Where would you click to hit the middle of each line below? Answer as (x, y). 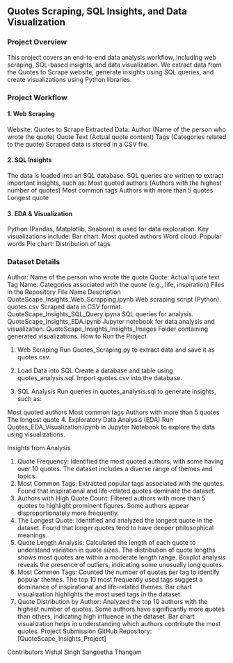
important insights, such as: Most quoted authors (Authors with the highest (115, 183)
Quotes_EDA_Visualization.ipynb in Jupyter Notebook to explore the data (111, 427)
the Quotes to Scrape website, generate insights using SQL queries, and (111, 72)
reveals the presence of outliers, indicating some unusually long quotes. (120, 564)
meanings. (32, 535)
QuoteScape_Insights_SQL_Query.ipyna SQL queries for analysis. (101, 314)
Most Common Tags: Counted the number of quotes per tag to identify (119, 572)
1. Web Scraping (31, 114)
